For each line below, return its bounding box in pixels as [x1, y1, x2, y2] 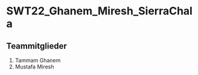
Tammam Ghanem [14, 57, 61, 64]
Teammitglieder [6, 41, 68, 51]
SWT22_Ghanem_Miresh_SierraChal [6, 4, 193, 18]
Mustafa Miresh [14, 63, 54, 70]
